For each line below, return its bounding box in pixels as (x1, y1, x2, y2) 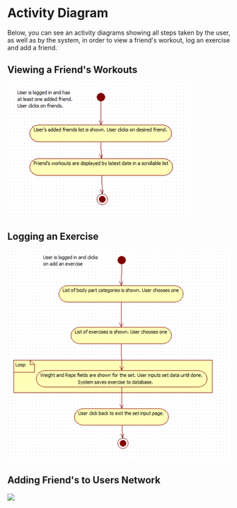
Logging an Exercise (7, 231, 99, 243)
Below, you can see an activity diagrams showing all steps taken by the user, (7, 28, 231, 37)
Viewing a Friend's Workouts (7, 64, 138, 76)
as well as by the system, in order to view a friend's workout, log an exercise (7, 35, 231, 44)
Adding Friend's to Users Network (7, 474, 161, 486)
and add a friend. (7, 43, 58, 52)
